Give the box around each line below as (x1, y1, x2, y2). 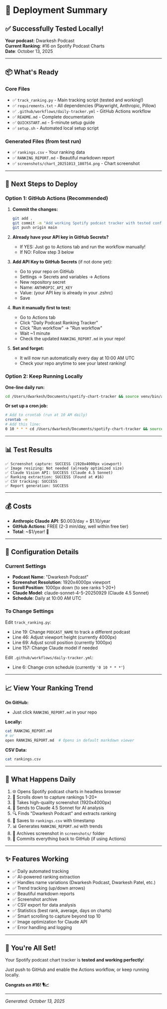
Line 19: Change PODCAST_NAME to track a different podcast (12, 629, 130, 635)
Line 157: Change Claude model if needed (12, 645, 98, 651)
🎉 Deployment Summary (5, 4, 108, 16)
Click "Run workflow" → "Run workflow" (19, 325, 103, 331)
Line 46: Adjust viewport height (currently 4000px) (12, 634, 117, 640)
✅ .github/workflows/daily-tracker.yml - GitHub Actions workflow (12, 108, 151, 114)
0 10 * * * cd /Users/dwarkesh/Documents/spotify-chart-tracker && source (5, 427, 164, 432)
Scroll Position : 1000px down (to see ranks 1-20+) (12, 585, 116, 591)
